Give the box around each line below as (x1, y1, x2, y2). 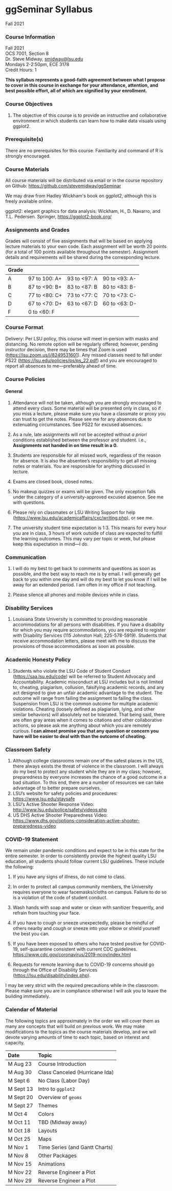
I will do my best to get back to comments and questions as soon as (12, 566, 156, 572)
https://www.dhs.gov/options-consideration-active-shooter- (12, 818, 140, 824)
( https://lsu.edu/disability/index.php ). (12, 973, 91, 979)
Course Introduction (38, 1060, 87, 1067)
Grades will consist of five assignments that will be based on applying (5, 238, 153, 244)
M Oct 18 (8, 1127, 31, 1134)
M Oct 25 (8, 1135, 31, 1142)
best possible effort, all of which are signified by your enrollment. (5, 88, 147, 94)
